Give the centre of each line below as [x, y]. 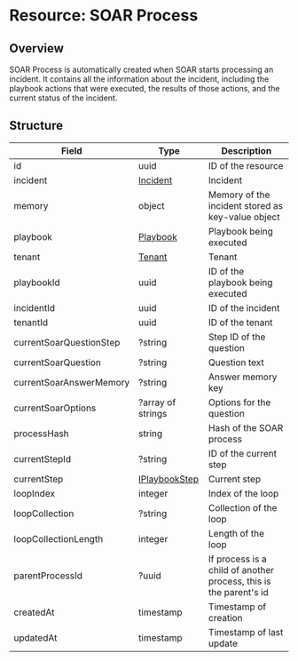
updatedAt [35, 638]
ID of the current [243, 453]
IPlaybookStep [169, 479]
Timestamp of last [246, 632]
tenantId [31, 323]
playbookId [37, 283]
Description [247, 150]
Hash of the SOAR [246, 427]
